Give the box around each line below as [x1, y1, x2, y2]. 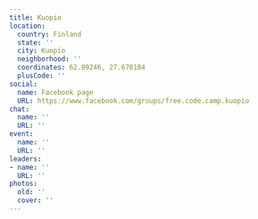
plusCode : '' [17, 72, 66, 80]
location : [9, 21, 46, 30]
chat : [9, 105, 29, 114]
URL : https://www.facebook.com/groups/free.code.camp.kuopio [17, 96, 250, 105]
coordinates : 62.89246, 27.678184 [17, 63, 146, 72]
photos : [9, 180, 38, 189]
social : [9, 80, 38, 88]
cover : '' [17, 196, 54, 206]
